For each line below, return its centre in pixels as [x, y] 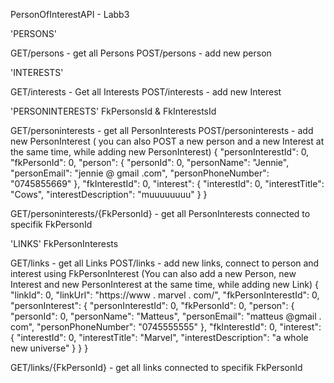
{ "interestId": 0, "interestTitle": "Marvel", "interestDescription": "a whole [159, 337]
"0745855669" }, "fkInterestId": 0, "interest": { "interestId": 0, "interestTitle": [167, 183]
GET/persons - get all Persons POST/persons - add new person [141, 53]
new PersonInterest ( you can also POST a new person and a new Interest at [167, 141]
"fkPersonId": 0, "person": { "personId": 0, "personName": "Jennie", [150, 162]
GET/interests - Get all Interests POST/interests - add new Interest [146, 92]
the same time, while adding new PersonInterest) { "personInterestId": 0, [160, 152]
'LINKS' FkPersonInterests [64, 243]
